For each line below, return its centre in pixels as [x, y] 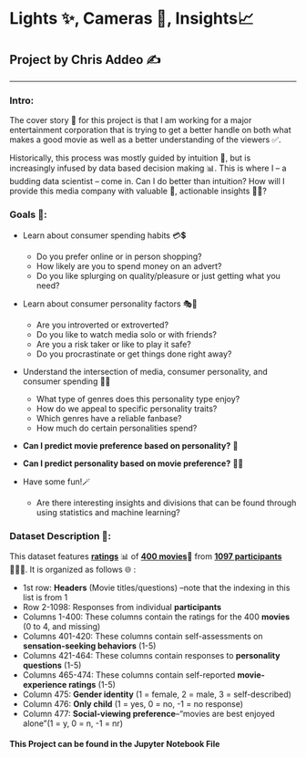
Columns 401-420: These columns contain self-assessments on [143, 636]
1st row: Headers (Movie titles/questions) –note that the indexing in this [156, 587]
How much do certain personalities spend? [117, 428]
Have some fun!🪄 [56, 482]
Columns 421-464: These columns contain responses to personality [151, 655]
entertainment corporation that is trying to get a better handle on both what [150, 130]
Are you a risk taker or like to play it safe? [113, 344]
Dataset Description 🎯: [61, 535]
